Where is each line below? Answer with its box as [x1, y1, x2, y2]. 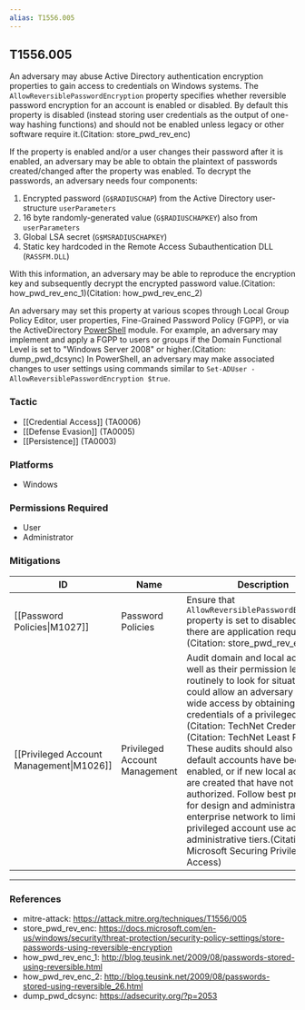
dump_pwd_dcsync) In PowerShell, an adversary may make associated [9, 353, 275, 364]
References [9, 892, 62, 905]
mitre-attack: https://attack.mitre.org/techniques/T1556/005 [22, 913, 248, 924]
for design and [185, 798, 249, 811]
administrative [185, 833, 247, 846]
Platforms [9, 458, 54, 470]
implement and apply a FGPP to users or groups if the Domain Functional [9, 334, 282, 345]
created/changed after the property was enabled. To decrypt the [9, 165, 251, 177]
